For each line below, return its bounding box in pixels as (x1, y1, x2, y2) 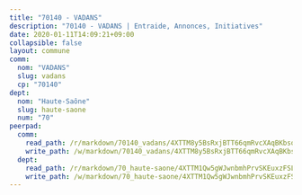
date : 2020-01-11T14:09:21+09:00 (9, 30, 135, 39)
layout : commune (9, 47, 70, 56)
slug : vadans (17, 72, 67, 81)
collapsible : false (9, 38, 83, 48)
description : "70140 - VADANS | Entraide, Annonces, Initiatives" (9, 22, 263, 31)
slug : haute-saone (17, 105, 87, 114)
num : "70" (17, 113, 54, 122)
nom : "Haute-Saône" (17, 96, 91, 106)
